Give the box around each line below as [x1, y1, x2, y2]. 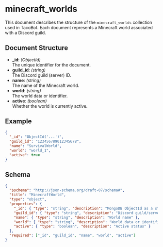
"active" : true [9, 152, 40, 157]
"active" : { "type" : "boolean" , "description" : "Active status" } [14, 224, 151, 229]
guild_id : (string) [12, 67, 46, 73]
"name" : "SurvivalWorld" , [9, 144, 62, 148]
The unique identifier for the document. [12, 62, 91, 67]
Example [5, 117, 32, 126]
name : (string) [12, 77, 41, 83]
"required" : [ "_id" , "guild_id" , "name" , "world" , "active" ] [9, 233, 136, 238]
